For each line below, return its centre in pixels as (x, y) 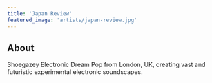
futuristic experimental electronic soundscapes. (75, 72)
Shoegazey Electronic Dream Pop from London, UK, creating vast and (106, 65)
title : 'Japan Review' (40, 13)
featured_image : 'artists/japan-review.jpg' (72, 20)
